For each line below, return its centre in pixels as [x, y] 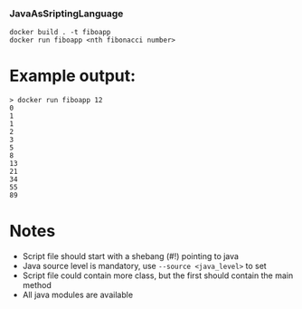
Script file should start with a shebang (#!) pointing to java [131, 256]
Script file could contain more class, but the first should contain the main [158, 275]
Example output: [73, 76]
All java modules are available [78, 295]
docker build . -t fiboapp [60, 33]
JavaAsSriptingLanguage [66, 14]
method [37, 285]
